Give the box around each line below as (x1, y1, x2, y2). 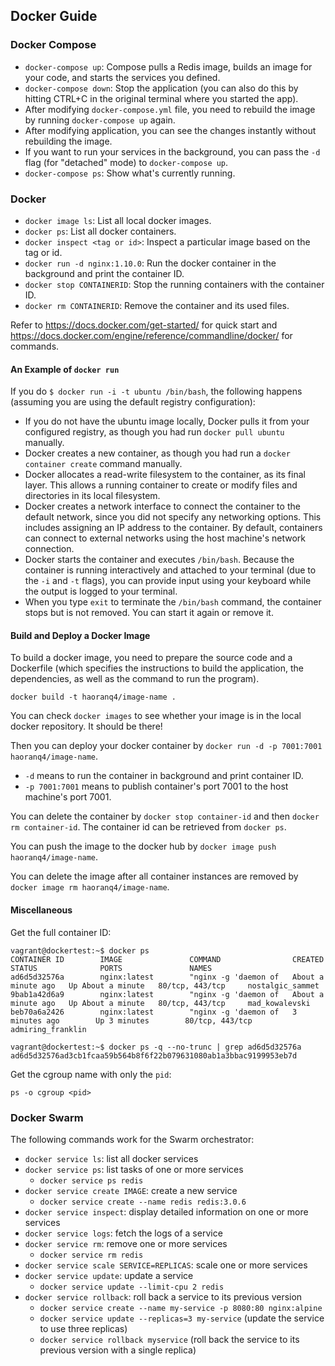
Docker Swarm (10, 1110, 84, 1124)
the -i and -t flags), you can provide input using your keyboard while (24, 575, 312, 587)
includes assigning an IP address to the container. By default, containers (24, 522, 323, 534)
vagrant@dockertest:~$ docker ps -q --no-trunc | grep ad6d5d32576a (10, 1042, 302, 1052)
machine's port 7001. (24, 791, 112, 803)
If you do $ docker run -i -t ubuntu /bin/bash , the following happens (10, 385, 303, 398)
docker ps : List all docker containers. (24, 225, 177, 237)
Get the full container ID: (10, 926, 112, 938)
